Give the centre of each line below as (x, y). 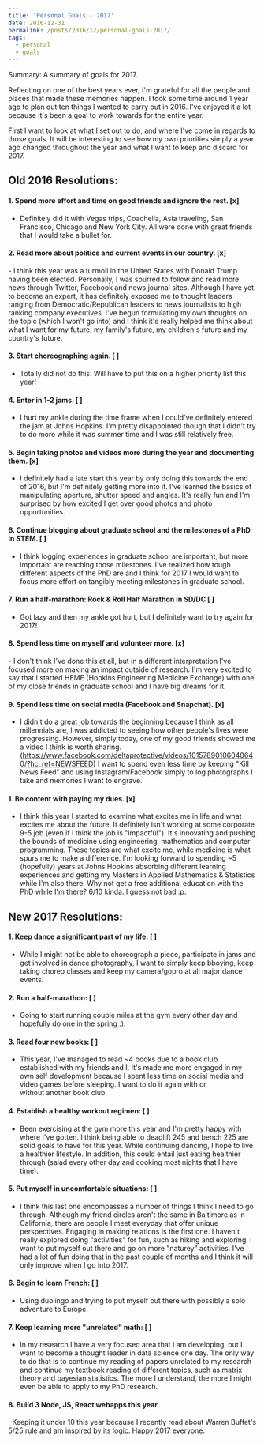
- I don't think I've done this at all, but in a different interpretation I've (120, 661)
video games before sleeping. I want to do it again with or (113, 1084)
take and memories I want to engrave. (81, 781)
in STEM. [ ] (28, 539)
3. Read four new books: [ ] (53, 1042)
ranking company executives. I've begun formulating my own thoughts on (128, 312)
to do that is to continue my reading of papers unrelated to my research (136, 1362)
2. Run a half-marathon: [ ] (52, 997)
